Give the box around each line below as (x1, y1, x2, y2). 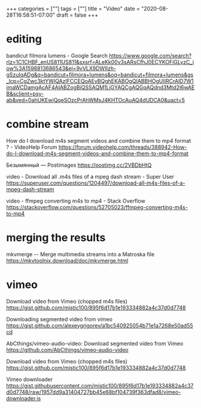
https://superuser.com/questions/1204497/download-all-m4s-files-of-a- (6, 179, 185, 186)
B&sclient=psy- (6, 90, 44, 97)
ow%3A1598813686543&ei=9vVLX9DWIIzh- (6, 65, 117, 72)
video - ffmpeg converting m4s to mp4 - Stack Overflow (6, 197, 145, 204)
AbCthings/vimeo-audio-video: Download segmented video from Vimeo (6, 340, 184, 347)
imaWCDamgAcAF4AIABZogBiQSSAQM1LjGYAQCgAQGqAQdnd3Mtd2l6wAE (6, 84, 195, 91)
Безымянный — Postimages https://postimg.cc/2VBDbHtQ (6, 161, 152, 168)
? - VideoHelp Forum (6, 143, 58, 151)
